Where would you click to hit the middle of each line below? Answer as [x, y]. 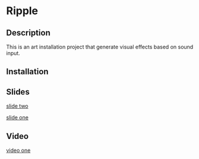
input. [13, 53]
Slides [18, 92]
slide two [17, 106]
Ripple [22, 11]
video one [18, 150]
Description [28, 33]
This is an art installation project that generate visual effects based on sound [100, 47]
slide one [17, 118]
